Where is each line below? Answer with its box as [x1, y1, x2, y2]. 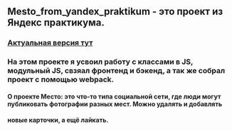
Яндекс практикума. [7, 17, 105, 29]
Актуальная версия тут [7, 38, 93, 48]
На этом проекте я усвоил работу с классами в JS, [7, 57, 194, 67]
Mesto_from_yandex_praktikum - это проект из [7, 6, 223, 18]
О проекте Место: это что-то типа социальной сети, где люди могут [7, 92, 221, 101]
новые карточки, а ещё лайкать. [7, 116, 109, 125]
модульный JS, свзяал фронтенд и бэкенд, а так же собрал [7, 66, 226, 76]
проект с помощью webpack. [7, 74, 115, 84]
